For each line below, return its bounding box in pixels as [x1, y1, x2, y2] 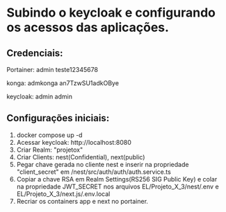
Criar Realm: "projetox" [16, 145, 83, 154]
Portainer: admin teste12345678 [6, 66, 99, 73]
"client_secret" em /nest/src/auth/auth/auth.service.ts [16, 168, 171, 176]
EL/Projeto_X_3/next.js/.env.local [16, 189, 111, 198]
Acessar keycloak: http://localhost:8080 [16, 138, 131, 146]
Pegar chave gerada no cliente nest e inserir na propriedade [16, 160, 189, 168]
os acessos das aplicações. [6, 19, 170, 35]
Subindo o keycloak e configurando [6, 5, 216, 21]
